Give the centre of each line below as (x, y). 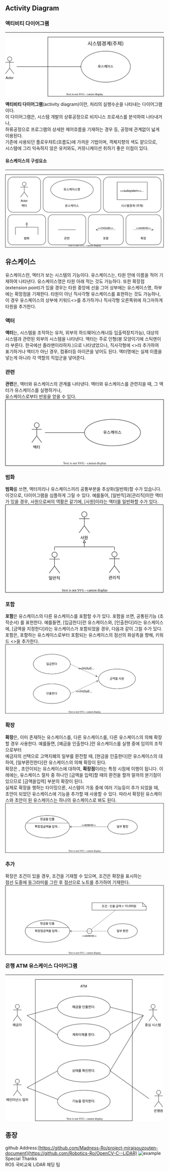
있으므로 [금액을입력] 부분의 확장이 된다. (45, 781)
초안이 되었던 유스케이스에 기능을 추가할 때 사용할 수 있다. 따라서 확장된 (75, 794)
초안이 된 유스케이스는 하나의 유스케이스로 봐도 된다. (65, 800)
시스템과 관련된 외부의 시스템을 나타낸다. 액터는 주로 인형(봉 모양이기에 (74, 339)
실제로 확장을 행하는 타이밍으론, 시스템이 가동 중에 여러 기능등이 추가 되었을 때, (82, 787)
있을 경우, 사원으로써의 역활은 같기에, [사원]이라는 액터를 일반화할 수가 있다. (84, 502)
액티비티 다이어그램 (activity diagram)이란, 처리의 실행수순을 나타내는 (73, 104)
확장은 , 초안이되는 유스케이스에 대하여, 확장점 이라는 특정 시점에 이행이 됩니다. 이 (84, 768)
